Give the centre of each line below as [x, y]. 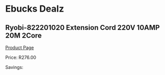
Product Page [20, 48]
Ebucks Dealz [35, 9]
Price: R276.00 [21, 57]
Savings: [15, 67]
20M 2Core [24, 35]
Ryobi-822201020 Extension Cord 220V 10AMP [82, 28]
